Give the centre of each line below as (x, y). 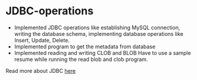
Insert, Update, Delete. (42, 40)
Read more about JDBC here (40, 70)
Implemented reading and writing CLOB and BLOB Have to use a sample (102, 53)
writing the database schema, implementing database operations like (99, 33)
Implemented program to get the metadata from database (85, 47)
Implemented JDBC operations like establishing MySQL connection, (97, 27)
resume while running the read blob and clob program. (81, 59)
